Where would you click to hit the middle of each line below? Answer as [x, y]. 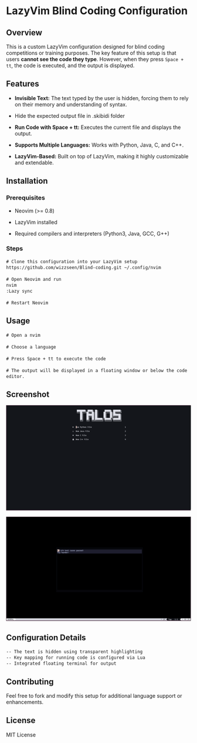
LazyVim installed [36, 222]
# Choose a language [31, 347]
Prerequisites [26, 198]
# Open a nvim [23, 335]
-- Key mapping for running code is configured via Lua [76, 658]
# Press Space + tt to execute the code [56, 359]
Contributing [30, 681]
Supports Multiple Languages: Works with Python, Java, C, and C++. [99, 145]
